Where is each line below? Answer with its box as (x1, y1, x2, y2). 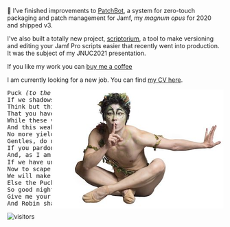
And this (7, 124, 36, 131)
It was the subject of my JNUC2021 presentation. (7, 49, 146, 57)
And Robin (7, 199, 40, 207)
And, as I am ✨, (7, 151, 114, 158)
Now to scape (7, 165, 51, 173)
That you (7, 110, 36, 117)
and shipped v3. (7, 21, 53, 29)
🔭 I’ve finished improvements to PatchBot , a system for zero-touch (7, 7, 196, 14)
